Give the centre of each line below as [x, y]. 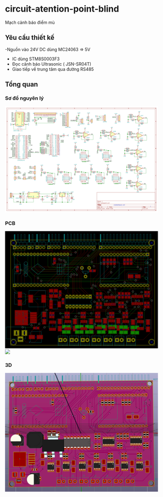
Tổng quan [22, 84]
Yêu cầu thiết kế [30, 38]
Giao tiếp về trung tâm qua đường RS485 [53, 69]
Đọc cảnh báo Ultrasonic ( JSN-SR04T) [51, 64]
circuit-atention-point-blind [62, 9]
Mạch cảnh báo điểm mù [30, 22]
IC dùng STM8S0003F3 [36, 59]
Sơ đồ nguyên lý [24, 98]
